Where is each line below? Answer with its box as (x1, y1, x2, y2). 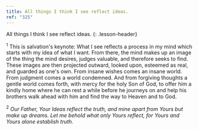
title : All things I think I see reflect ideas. (6, 8, 129, 15)
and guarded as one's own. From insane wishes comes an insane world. (6, 68, 183, 75)
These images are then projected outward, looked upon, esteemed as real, (6, 61, 189, 69)
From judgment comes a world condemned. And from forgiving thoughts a (6, 74, 188, 82)
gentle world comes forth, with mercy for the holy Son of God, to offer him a (6, 80, 191, 87)
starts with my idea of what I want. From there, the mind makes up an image (6, 49, 191, 56)
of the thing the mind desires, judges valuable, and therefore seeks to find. (6, 56, 189, 63)
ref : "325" (6, 14, 33, 20)
